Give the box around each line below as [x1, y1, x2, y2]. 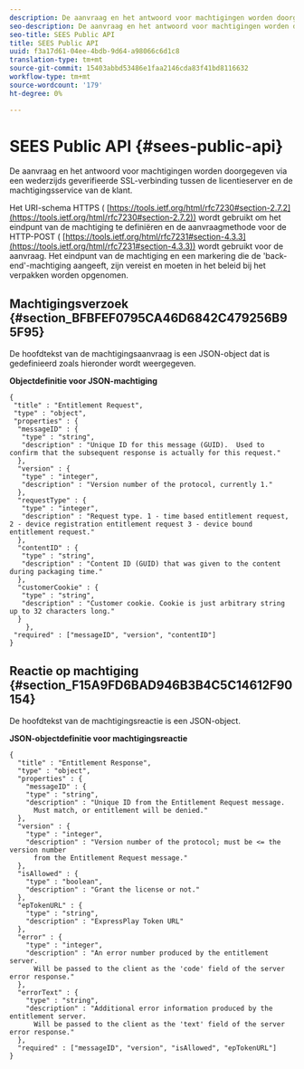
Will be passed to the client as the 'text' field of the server [33, 1020, 285, 1029]
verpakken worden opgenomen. [9, 270, 128, 281]
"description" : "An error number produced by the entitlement [25, 949, 270, 958]
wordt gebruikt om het [198, 212, 282, 223]
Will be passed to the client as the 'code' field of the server [33, 965, 285, 974]
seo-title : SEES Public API [9, 30, 116, 39]
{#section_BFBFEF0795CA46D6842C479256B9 [9, 310, 288, 326]
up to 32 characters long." [9, 607, 116, 616]
